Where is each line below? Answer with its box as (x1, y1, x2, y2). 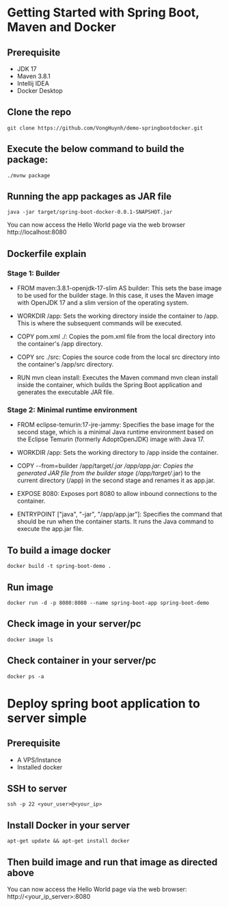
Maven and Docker (7, 19, 116, 35)
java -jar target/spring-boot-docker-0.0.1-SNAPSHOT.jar (7, 209, 173, 216)
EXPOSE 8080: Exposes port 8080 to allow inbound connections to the (16, 490, 217, 498)
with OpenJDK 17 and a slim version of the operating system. (16, 299, 189, 307)
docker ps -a (7, 673, 44, 680)
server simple (7, 710, 87, 725)
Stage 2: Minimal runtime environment (7, 406, 138, 415)
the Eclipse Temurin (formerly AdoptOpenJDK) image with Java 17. (16, 435, 205, 443)
